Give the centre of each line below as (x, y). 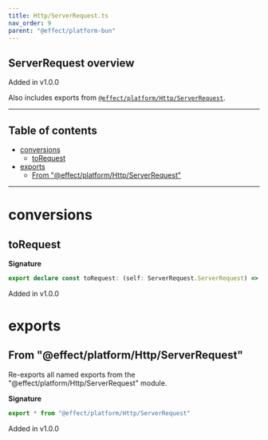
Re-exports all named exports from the (72, 374)
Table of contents (53, 130)
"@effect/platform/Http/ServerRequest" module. (88, 383)
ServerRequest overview (71, 63)
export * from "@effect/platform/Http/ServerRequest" (100, 413)
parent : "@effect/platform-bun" (62, 30)
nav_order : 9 (30, 23)
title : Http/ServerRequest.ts (59, 16)
